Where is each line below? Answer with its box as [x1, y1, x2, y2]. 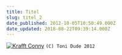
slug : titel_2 [6, 15, 43, 21]
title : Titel [6, 8, 40, 15]
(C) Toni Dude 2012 [45, 44, 96, 50]
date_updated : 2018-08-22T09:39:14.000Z [6, 25, 111, 32]
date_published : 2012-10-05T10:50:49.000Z [6, 20, 116, 26]
